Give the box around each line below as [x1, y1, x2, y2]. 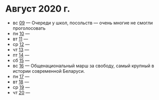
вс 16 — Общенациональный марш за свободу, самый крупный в [12, 63, 154, 69]
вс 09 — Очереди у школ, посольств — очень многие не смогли [12, 20, 153, 26]
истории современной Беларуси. [12, 68, 85, 74]
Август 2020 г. [5, 3, 70, 15]
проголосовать [12, 25, 46, 31]
